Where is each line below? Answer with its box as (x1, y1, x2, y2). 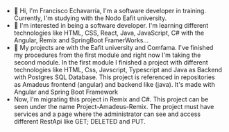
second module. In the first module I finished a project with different (13, 58, 208, 66)
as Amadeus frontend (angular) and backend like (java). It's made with (13, 81, 215, 88)
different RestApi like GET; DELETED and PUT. (13, 117, 146, 125)
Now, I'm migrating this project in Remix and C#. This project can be (13, 95, 209, 104)
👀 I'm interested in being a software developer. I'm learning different (13, 22, 209, 29)
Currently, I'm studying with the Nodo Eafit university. (13, 14, 167, 22)
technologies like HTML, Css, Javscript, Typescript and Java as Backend (13, 66, 223, 74)
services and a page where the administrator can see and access (13, 110, 201, 118)
